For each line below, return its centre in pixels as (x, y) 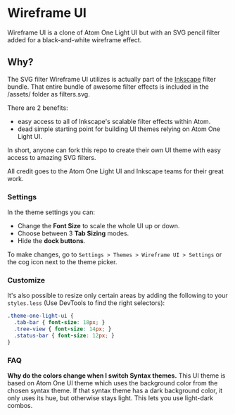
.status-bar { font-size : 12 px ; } (64, 335)
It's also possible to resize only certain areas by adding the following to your (118, 296)
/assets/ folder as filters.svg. (49, 94)
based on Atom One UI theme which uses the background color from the (113, 383)
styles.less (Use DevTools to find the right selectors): (86, 303)
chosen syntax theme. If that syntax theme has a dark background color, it (115, 391)
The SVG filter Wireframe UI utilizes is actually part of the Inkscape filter (112, 79)
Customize (26, 280)
